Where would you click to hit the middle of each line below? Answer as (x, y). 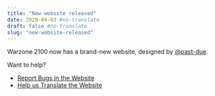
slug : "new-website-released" (50, 32)
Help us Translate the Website (59, 85)
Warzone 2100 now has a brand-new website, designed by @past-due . (107, 52)
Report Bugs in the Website (56, 78)
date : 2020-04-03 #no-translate (53, 20)
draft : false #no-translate (47, 26)
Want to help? (27, 65)
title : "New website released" (52, 13)
